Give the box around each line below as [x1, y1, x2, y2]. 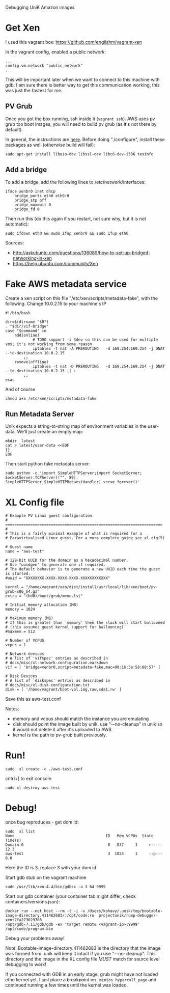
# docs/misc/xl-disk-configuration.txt [5, 682, 90, 688]
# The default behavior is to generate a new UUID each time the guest [5, 567, 160, 572]
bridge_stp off [14, 198, 47, 203]
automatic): [5, 221, 30, 227]
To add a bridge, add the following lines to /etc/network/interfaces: [5, 179, 146, 185]
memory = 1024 [5, 607, 36, 612]
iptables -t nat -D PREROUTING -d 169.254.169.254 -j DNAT [32, 364, 165, 369]
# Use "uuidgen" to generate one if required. [5, 562, 106, 567]
